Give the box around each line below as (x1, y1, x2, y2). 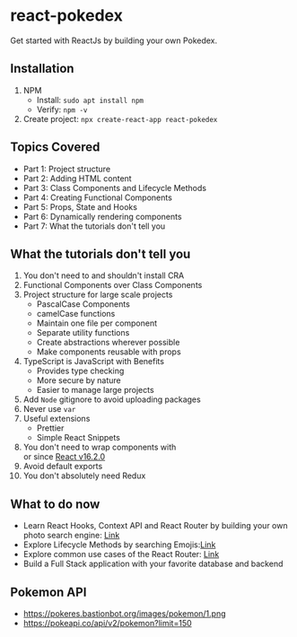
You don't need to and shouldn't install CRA (22, 270, 185, 281)
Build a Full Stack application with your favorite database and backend (22, 558, 284, 570)
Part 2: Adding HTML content (22, 172, 133, 184)
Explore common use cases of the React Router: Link (22, 549, 220, 560)
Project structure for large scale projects (22, 289, 173, 301)
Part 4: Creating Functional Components (22, 192, 173, 203)
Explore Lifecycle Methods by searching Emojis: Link (22, 539, 216, 550)
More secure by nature (36, 375, 122, 386)
